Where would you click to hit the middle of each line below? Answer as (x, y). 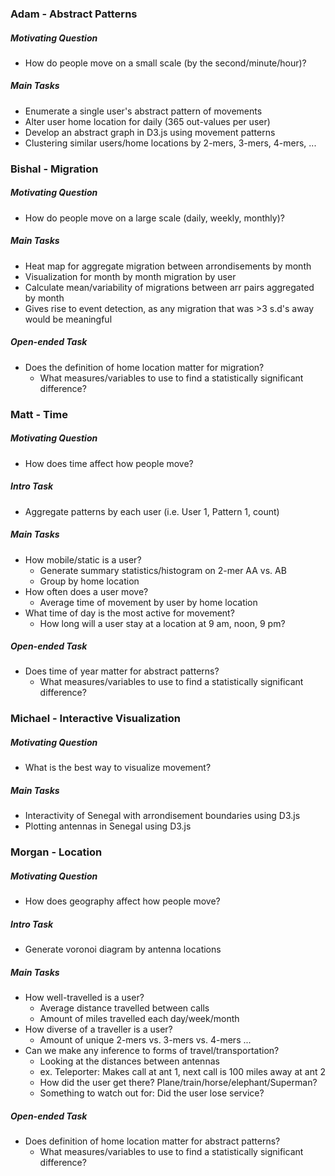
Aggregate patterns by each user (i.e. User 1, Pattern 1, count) (152, 511)
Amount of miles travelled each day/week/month (139, 1019)
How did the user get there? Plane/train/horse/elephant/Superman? (178, 1083)
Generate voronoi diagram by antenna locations (123, 949)
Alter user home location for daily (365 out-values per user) (147, 121)
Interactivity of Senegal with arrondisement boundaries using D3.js (162, 816)
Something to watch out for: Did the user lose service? (152, 1093)
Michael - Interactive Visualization (95, 719)
